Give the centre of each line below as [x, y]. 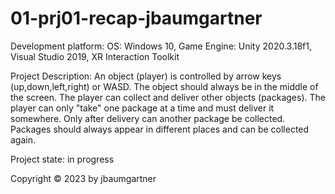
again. [23, 139]
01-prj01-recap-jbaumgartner [136, 18]
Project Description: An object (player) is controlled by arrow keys [146, 76]
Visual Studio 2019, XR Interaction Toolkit [95, 56]
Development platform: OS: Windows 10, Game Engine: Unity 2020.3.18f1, [161, 46]
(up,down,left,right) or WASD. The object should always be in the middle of [164, 86]
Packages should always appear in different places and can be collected [160, 129]
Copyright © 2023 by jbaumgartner [83, 178]
